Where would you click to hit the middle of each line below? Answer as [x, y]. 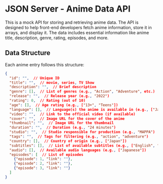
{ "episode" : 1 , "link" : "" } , [43, 159]
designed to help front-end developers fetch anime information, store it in [78, 27]
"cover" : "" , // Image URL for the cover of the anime [67, 119]
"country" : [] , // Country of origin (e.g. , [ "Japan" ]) [68, 141]
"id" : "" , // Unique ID [34, 78]
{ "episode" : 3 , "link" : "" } [42, 168]
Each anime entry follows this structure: [45, 64]
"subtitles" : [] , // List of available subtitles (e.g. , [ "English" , [82, 146]
